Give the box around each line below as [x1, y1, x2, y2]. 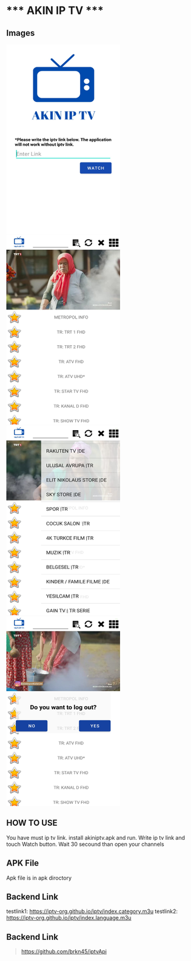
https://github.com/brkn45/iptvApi [21, 948, 107, 956]
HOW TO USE [6, 818, 58, 828]
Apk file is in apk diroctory [6, 874, 72, 882]
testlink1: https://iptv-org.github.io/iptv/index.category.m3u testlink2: [6, 908, 178, 915]
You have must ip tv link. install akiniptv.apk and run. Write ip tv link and [6, 834, 186, 841]
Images [6, 28, 35, 38]
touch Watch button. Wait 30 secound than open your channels [6, 840, 165, 848]
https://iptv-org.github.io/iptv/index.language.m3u [6, 914, 132, 922]
